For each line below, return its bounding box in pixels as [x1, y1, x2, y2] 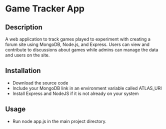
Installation [5, 66, 41, 75]
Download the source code [12, 79, 68, 85]
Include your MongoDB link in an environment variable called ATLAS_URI [12, 85, 162, 91]
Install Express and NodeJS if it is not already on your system [12, 90, 139, 96]
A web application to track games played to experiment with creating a [5, 36, 151, 42]
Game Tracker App [5, 3, 85, 14]
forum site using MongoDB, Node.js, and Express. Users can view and [5, 41, 150, 47]
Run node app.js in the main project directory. [12, 118, 106, 124]
